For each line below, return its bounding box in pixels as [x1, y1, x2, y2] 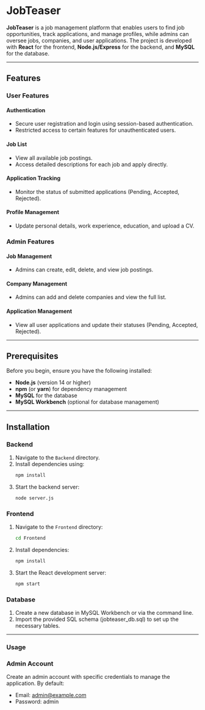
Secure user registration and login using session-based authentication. [15, 120, 194, 127]
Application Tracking [6, 174, 61, 182]
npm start [15, 581, 41, 587]
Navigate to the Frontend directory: [15, 523, 103, 531]
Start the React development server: [15, 568, 107, 576]
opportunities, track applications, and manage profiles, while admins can [6, 30, 189, 37]
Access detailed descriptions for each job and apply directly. [15, 160, 168, 168]
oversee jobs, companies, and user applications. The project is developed [6, 37, 192, 44]
